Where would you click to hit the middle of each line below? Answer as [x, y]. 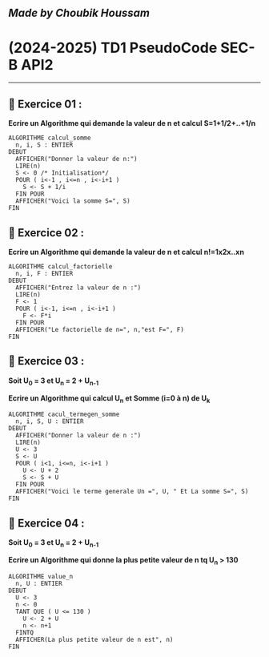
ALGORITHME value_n [41, 576]
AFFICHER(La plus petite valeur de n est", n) [94, 639]
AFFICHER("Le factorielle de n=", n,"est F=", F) [100, 329]
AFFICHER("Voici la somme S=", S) [73, 201]
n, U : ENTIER [39, 583]
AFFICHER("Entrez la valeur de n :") [78, 288]
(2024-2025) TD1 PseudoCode [113, 48]
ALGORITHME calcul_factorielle [60, 266]
